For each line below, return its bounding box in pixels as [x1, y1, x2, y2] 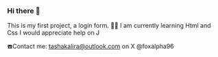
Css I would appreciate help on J [7, 28, 100, 37]
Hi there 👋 [7, 6, 41, 16]
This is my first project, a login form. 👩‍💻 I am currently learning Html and [7, 22, 211, 30]
